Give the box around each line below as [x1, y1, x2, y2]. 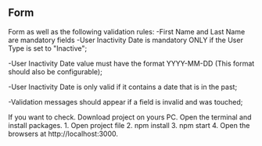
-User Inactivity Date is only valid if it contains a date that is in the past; [8, 82, 238, 91]
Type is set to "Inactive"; [8, 43, 88, 53]
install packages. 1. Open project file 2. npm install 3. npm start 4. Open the [8, 120, 250, 130]
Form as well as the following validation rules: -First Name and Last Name [8, 27, 246, 36]
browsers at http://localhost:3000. [8, 129, 119, 138]
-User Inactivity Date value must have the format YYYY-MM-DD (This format [8, 59, 255, 68]
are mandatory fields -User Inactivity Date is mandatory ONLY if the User [8, 35, 244, 45]
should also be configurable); [8, 66, 103, 77]
